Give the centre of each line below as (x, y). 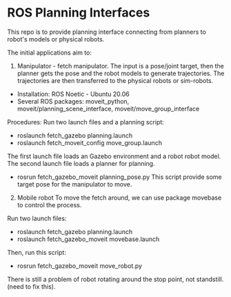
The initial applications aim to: (49, 52)
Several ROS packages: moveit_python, (73, 101)
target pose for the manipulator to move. (74, 184)
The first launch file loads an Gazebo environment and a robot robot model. (114, 156)
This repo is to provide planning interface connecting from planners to (107, 32)
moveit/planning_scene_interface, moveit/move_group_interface (108, 108)
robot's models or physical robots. (56, 39)
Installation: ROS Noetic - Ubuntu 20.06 (73, 94)
